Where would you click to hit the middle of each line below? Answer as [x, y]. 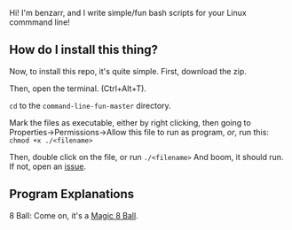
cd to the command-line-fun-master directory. [90, 105]
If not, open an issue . [48, 166]
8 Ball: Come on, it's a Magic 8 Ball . [74, 215]
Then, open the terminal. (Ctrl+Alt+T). [78, 88]
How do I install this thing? [83, 50]
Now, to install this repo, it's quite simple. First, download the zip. [128, 71]
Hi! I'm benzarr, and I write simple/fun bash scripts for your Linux [128, 13]
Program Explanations [72, 194]
